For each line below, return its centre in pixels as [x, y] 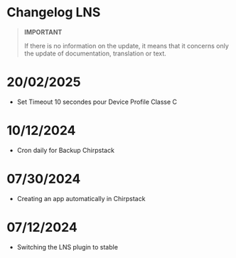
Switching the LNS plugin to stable [68, 247]
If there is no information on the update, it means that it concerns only [126, 45]
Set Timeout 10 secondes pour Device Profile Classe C [97, 102]
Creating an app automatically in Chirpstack [81, 198]
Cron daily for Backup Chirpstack [66, 150]
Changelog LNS [54, 12]
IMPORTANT [43, 32]
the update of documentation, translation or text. [95, 53]
